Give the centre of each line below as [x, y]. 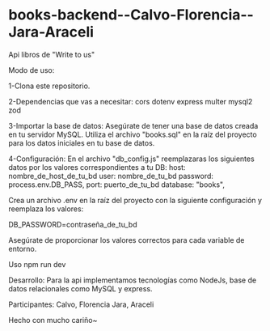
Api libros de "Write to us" [52, 54]
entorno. [23, 248]
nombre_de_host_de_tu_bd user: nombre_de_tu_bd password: [111, 176]
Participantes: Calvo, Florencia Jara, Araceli [81, 304]
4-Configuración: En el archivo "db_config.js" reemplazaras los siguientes [131, 159]
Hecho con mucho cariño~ [53, 320]
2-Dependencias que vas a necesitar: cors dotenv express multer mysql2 [131, 101]
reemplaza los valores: [46, 209]
